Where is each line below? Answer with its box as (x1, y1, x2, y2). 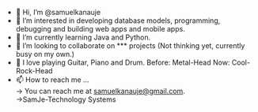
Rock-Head (15, 66, 53, 75)
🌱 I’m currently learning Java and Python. (15, 32, 151, 42)
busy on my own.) (15, 50, 75, 58)
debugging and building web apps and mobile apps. (15, 24, 186, 33)
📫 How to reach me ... (15, 75, 89, 84)
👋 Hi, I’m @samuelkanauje (15, 8, 101, 17)
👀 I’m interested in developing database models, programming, (15, 16, 221, 25)
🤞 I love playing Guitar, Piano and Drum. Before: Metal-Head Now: (15, 58, 230, 67)
